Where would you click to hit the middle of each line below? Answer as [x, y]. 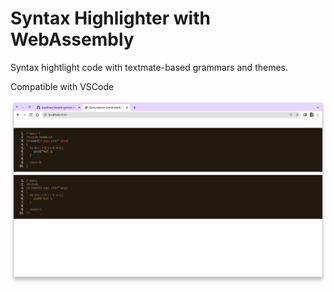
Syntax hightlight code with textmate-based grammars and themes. [149, 67]
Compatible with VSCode [62, 86]
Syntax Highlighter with [110, 18]
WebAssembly [72, 39]
